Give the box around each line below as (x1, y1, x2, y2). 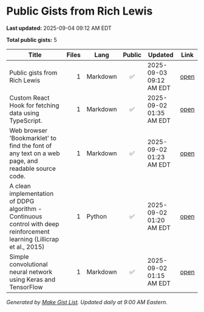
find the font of (9, 141, 52, 150)
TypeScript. (9, 116, 42, 125)
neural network (9, 268, 53, 276)
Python (86, 212, 107, 220)
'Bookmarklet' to (9, 134, 56, 142)
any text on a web (9, 149, 60, 158)
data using (9, 108, 39, 117)
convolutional (9, 260, 48, 268)
